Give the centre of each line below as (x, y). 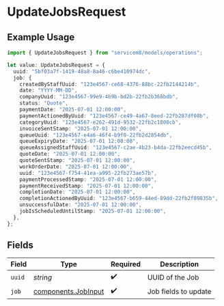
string (43, 277)
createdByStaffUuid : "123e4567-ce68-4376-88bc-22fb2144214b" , (110, 84)
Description (180, 264)
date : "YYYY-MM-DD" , (48, 91)
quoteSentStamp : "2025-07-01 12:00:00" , (78, 161)
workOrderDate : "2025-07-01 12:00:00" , (76, 167)
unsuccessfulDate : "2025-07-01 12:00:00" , (81, 205)
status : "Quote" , (44, 103)
